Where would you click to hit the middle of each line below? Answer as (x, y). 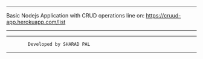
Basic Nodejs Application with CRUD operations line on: (76, 15)
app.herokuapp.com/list (36, 22)
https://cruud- (163, 15)
